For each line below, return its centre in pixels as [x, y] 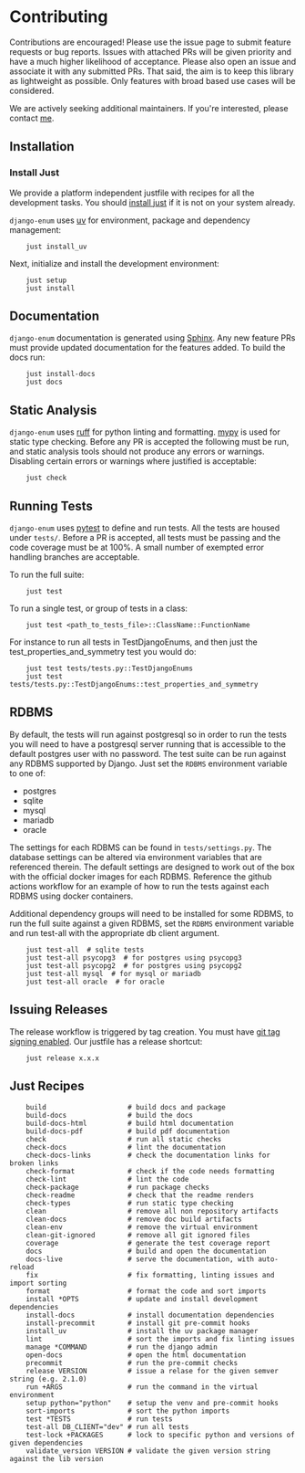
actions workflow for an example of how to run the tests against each [139, 886]
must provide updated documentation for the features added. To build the [147, 348]
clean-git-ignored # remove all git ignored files [138, 1235]
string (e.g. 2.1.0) [49, 1379]
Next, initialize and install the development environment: [115, 263]
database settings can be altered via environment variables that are [136, 857]
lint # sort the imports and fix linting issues [161, 1339]
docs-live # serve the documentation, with [140, 1259]
